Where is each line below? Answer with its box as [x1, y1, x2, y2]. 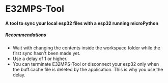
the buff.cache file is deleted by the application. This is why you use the [12, 66, 163, 72]
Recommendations [5, 32, 47, 38]
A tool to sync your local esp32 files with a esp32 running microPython [5, 20, 159, 26]
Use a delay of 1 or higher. [12, 56, 68, 62]
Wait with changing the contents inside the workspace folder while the [12, 44, 160, 51]
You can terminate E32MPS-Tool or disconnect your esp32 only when [12, 61, 159, 67]
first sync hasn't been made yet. [12, 50, 80, 56]
